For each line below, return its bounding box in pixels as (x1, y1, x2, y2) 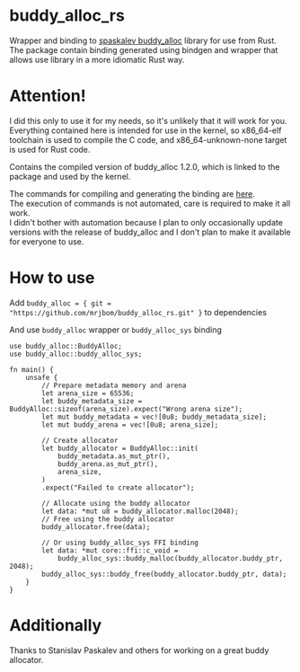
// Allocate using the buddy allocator (41, 499, 191, 508)
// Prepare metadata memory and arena (41, 381, 187, 390)
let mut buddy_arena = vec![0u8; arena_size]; (41, 420, 219, 429)
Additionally (9, 615, 102, 635)
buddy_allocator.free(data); (41, 522, 151, 531)
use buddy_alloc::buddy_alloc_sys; (9, 349, 143, 358)
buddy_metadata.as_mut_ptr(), (57, 451, 171, 461)
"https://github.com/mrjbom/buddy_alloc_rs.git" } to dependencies (9, 306, 268, 317)
